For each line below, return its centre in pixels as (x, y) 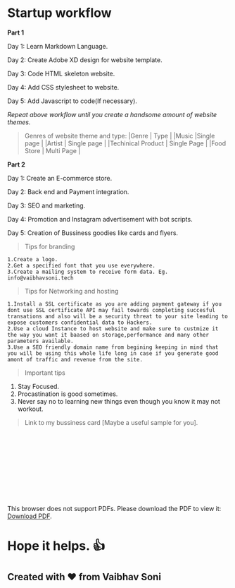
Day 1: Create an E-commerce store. (60, 178)
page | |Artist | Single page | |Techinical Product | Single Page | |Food (125, 143)
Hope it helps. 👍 (56, 546)
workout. (30, 409)
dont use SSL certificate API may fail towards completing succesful (112, 310)
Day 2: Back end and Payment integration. (68, 191)
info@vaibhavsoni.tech (40, 278)
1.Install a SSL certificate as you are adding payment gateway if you (114, 304)
